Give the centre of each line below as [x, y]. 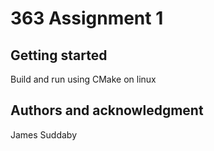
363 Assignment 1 [87, 18]
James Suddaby [44, 134]
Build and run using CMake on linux [83, 79]
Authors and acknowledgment [107, 110]
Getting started [59, 55]
